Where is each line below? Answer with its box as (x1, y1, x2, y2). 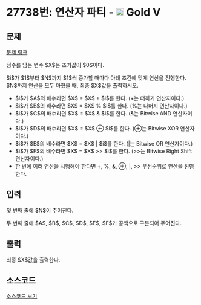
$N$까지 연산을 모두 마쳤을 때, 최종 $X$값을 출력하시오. (6, 82, 139, 89)
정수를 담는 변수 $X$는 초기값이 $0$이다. (6, 62, 105, 68)
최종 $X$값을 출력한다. (6, 256, 61, 263)
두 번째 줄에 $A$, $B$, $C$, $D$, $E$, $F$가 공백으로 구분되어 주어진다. (6, 219, 182, 226)
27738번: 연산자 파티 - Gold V (6, 5, 161, 19)
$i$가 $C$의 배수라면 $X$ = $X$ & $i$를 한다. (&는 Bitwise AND (15, 110, 171, 117)
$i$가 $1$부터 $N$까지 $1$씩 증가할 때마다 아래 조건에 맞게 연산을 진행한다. (6, 74, 186, 82)
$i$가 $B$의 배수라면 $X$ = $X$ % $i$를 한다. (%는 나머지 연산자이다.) (15, 102, 188, 109)
